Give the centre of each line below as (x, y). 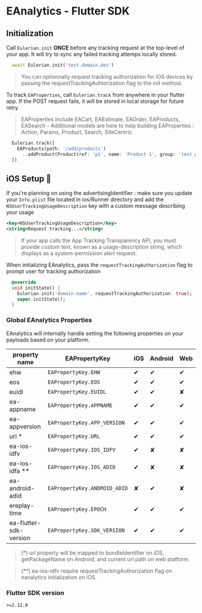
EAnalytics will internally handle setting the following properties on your (95, 333)
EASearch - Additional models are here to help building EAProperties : (107, 125)
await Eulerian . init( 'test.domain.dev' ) (63, 65)
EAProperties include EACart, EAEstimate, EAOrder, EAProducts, (100, 119)
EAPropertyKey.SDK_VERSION (86, 530)
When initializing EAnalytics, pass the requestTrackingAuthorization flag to (99, 265)
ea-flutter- (25, 523)
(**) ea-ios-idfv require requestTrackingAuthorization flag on (96, 571)
